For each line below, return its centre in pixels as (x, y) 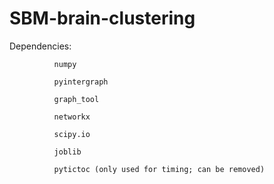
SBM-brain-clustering (102, 18)
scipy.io (72, 134)
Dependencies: (40, 46)
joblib (67, 152)
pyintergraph (81, 82)
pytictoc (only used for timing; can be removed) (159, 169)
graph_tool (76, 99)
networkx (72, 117)
